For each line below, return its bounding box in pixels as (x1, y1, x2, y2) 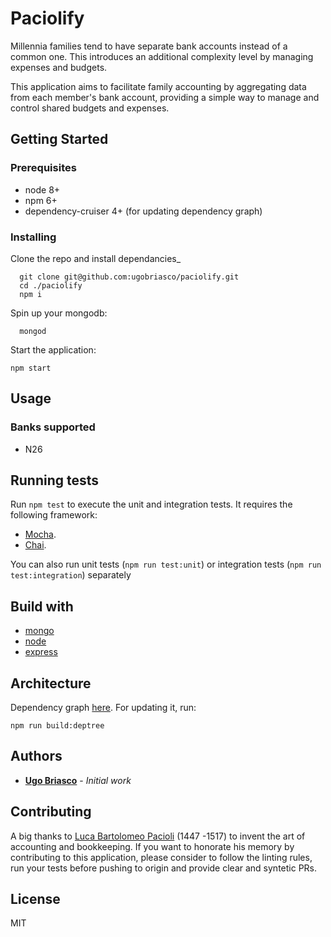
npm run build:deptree (10, 721, 105, 731)
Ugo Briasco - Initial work (24, 774, 132, 786)
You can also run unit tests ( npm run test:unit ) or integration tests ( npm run (10, 558, 322, 571)
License (10, 891, 61, 908)
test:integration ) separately (10, 569, 132, 581)
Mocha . (24, 528, 57, 541)
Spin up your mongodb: (10, 307, 108, 319)
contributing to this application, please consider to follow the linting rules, (10, 851, 313, 863)
